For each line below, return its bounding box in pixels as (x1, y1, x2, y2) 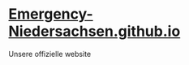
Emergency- (8, 5, 93, 24)
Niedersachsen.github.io (8, 22, 181, 41)
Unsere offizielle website (8, 49, 92, 58)
